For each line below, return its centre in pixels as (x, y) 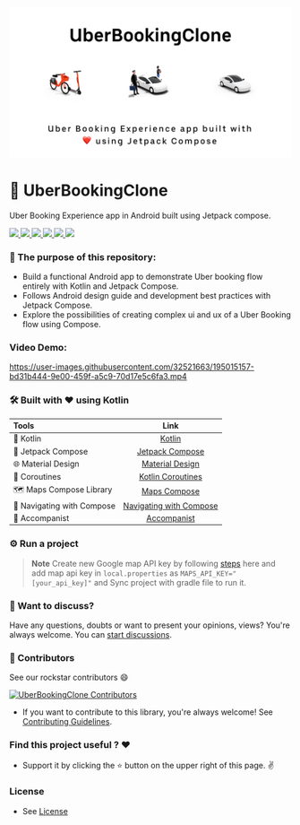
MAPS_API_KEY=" (209, 573)
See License (45, 811)
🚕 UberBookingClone (89, 190)
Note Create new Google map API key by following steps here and (153, 563)
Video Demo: (38, 347)
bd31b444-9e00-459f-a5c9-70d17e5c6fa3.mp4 (99, 377)
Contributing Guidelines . (67, 722)
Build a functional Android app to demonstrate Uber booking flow (142, 276)
